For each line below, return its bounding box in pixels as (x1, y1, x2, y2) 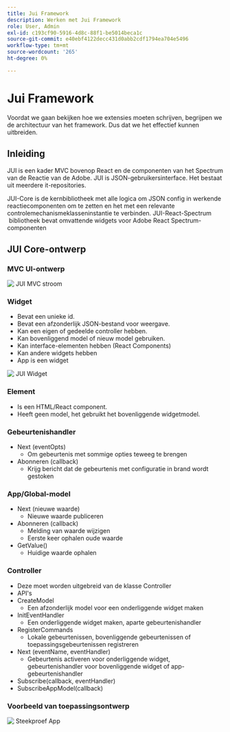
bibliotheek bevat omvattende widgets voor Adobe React (8, 216, 170, 224)
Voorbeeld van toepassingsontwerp (7, 701, 130, 711)
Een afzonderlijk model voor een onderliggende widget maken (27, 603, 204, 611)
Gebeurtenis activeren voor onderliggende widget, (27, 655, 170, 663)
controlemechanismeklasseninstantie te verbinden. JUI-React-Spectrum (7, 209, 211, 217)
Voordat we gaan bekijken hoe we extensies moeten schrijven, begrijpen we (7, 113, 222, 121)
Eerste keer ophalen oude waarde (27, 534, 124, 543)
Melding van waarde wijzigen (27, 527, 111, 535)
